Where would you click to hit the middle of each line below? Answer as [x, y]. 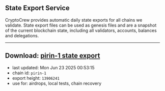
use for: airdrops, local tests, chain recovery [57, 83]
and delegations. [22, 35]
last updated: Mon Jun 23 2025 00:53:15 [53, 67]
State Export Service [37, 8]
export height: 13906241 [36, 78]
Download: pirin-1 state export [53, 56]
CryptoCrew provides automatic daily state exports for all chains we [74, 20]
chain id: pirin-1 [29, 73]
